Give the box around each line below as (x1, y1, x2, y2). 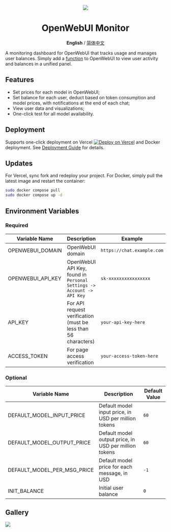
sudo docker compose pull (5, 188, 60, 193)
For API (67, 299, 84, 306)
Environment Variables (5, 207, 79, 215)
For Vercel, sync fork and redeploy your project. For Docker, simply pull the (5, 173, 163, 179)
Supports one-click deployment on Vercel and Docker (5, 139, 160, 145)
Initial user (98, 484, 124, 491)
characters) (67, 338, 95, 345)
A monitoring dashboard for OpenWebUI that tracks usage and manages (5, 50, 157, 56)
